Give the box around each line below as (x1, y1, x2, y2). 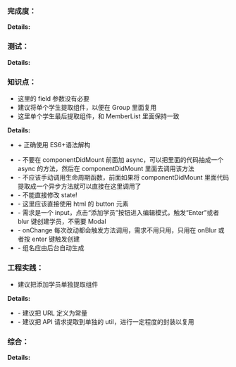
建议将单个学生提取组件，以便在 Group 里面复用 (17, 103, 157, 111)
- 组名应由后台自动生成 (17, 243, 85, 251)
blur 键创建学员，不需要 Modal (17, 217, 107, 225)
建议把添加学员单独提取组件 (17, 280, 99, 289)
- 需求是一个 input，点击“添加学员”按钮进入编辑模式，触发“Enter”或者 (17, 208, 220, 216)
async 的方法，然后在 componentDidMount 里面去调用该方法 (17, 164, 195, 173)
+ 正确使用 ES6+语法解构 (17, 140, 91, 149)
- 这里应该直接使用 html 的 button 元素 (17, 199, 129, 208)
